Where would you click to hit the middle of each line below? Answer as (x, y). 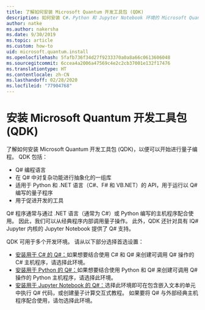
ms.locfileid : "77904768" (39, 86)
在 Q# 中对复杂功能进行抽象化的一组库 (63, 177)
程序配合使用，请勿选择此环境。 (55, 300)
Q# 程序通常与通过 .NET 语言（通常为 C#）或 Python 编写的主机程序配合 (97, 213)
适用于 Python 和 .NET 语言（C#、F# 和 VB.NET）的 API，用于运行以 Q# (106, 185)
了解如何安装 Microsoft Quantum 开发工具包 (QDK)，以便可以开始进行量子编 (102, 149)
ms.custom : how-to (30, 46)
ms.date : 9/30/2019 (31, 35)
